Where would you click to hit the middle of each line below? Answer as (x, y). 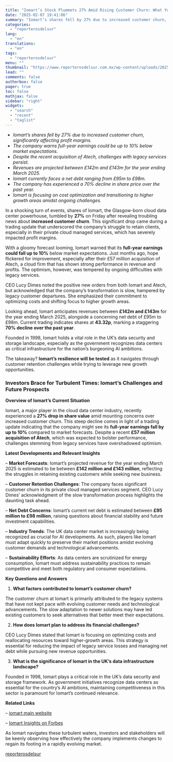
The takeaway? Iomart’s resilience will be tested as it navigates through (82, 359)
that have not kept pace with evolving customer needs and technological (82, 604)
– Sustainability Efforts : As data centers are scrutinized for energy (76, 558)
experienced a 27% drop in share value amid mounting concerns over (80, 416)
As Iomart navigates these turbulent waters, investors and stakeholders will (85, 733)
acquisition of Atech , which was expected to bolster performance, (76, 438)
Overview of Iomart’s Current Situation (48, 401)
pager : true (18, 86)
